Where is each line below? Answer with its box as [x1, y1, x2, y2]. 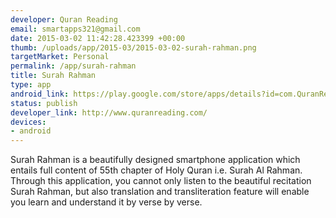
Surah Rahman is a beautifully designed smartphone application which [10, 154, 301, 166]
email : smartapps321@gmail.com [10, 24, 141, 34]
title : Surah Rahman [10, 71, 97, 81]
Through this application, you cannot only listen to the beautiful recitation [10, 175, 312, 187]
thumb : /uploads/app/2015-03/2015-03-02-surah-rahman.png [10, 42, 257, 53]
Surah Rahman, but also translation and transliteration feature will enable [10, 186, 310, 198]
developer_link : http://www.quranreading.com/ [10, 107, 208, 118]
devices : [10, 117, 47, 127]
